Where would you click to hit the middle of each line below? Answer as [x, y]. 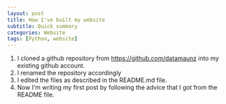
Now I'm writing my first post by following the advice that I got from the [117, 88]
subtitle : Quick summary [42, 26]
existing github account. [51, 66]
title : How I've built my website [56, 20]
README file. [36, 95]
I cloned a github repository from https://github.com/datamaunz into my [118, 58]
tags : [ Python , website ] [42, 39]
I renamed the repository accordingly [69, 73]
